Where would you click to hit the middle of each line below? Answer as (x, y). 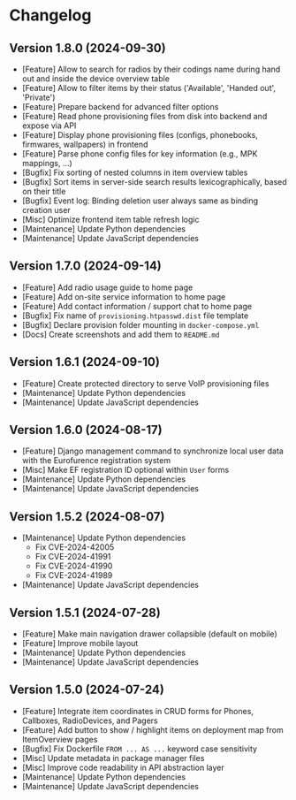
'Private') (38, 97)
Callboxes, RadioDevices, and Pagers (90, 720)
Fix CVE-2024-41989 (74, 575)
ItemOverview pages (60, 739)
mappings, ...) (47, 163)
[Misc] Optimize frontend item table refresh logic (110, 219)
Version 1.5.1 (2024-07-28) (85, 612)
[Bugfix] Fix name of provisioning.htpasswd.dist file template (135, 316)
